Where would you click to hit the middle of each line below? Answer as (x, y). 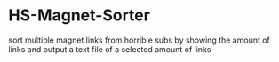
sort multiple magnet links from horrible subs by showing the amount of (139, 40)
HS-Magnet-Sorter (79, 15)
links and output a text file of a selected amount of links (110, 49)
